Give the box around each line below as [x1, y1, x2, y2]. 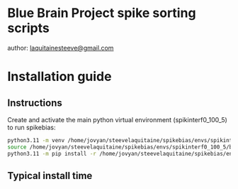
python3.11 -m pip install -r [7, 150, 97, 157]
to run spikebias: [7, 123, 56, 131]
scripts [7, 20, 50, 36]
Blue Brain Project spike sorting [7, 5, 196, 21]
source [7, 144, 27, 151]
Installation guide [7, 69, 112, 85]
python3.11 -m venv [7, 136, 65, 144]
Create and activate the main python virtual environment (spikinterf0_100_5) [7, 115, 228, 124]
